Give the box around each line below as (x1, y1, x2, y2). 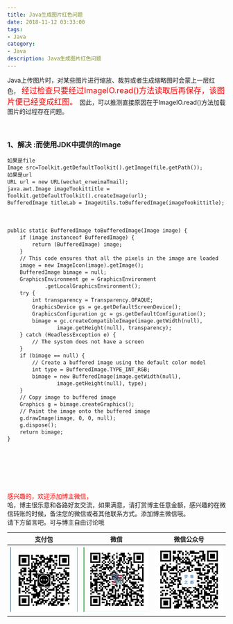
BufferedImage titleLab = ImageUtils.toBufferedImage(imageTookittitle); (7, 199, 225, 206)
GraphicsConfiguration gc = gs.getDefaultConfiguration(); (32, 311, 207, 318)
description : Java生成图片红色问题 (7, 56, 102, 63)
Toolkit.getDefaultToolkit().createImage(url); (7, 192, 148, 199)
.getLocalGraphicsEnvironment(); (44, 283, 141, 290)
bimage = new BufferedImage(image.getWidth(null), (32, 373, 182, 380)
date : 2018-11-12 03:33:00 (7, 18, 85, 26)
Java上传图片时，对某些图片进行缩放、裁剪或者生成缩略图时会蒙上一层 (7, 76, 209, 84)
